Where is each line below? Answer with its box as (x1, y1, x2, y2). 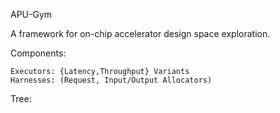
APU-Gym (10, 9, 53, 20)
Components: (10, 47, 67, 59)
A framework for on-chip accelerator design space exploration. (10, 28, 271, 39)
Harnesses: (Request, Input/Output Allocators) (10, 75, 213, 85)
